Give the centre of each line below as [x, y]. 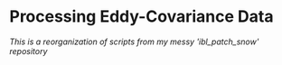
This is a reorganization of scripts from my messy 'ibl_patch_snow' [134, 42]
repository [28, 51]
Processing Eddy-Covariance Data [141, 17]
